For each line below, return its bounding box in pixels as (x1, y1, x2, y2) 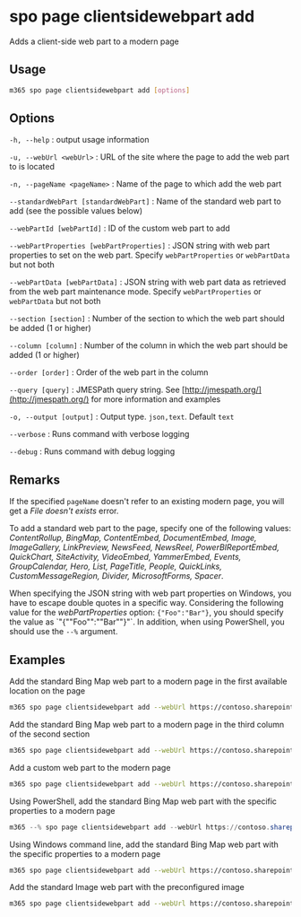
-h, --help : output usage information (9, 135, 150, 145)
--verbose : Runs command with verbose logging (9, 429, 190, 440)
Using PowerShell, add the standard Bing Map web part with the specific (9, 796, 278, 807)
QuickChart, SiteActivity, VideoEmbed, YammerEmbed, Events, (9, 552, 242, 563)
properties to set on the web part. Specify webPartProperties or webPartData (9, 249, 290, 261)
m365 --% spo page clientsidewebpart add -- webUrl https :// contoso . (9, 823, 271, 832)
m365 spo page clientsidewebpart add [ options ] (9, 85, 191, 95)
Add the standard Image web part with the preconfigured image (9, 882, 245, 893)
